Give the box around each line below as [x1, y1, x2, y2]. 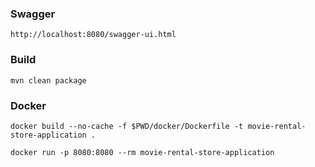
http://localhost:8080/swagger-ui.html [10, 30, 177, 40]
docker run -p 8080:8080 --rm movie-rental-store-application [10, 147, 275, 157]
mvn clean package [10, 75, 87, 86]
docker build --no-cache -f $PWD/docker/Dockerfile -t [10, 121, 244, 131]
